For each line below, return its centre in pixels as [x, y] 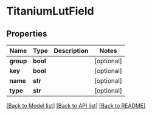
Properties [27, 34]
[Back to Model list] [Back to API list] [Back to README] [76, 106]
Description [71, 51]
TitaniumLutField [50, 11]
